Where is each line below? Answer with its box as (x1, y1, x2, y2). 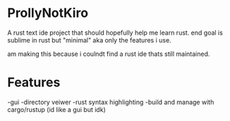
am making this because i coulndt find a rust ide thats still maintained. (7, 50, 210, 58)
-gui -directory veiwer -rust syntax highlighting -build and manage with (7, 98, 214, 106)
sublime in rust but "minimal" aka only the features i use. (7, 35, 171, 44)
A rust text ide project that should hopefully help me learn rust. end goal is (7, 28, 224, 37)
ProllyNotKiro (7, 5, 89, 21)
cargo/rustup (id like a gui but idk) (7, 105, 106, 114)
